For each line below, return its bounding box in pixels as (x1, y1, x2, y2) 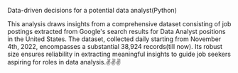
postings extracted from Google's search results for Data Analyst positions (7, 28, 226, 35)
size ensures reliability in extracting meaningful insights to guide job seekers (7, 50, 231, 58)
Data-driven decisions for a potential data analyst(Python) (7, 6, 178, 14)
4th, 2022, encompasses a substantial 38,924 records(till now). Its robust (7, 43, 222, 50)
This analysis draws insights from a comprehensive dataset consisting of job (7, 20, 232, 28)
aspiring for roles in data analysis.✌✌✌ (7, 58, 121, 66)
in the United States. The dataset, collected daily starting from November (7, 35, 222, 43)
